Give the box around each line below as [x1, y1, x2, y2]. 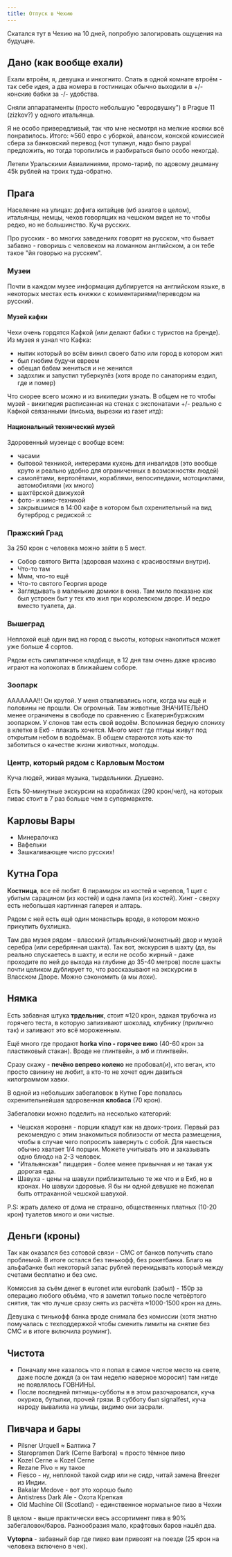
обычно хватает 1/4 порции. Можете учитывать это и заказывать [17, 1145, 211, 1153]
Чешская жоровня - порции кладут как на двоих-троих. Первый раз [17, 1123, 220, 1131]
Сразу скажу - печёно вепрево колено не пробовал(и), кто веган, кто [7, 1060, 216, 1068]
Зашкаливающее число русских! [17, 847, 115, 856]
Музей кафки [7, 313, 48, 321]
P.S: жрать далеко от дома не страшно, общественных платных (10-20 [7, 1203, 217, 1211]
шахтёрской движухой [17, 488, 84, 497]
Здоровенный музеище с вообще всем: [7, 438, 125, 446]
